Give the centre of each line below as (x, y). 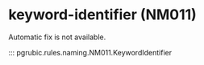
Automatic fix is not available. (57, 37)
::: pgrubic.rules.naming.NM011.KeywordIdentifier (90, 52)
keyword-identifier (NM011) (103, 15)
